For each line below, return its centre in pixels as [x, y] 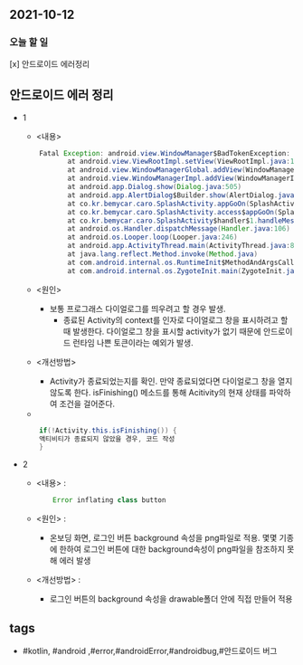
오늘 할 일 [28, 43]
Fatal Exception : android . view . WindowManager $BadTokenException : [165, 153]
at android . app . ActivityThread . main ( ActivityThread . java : [179, 246]
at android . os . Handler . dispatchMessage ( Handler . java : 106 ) [179, 229]
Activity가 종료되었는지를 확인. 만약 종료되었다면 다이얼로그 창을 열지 [171, 381]
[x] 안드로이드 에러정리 [50, 63]
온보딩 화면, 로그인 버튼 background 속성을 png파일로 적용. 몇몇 [163, 538]
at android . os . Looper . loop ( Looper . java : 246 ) [152, 237]
